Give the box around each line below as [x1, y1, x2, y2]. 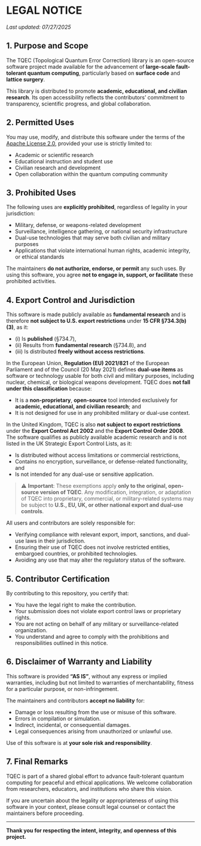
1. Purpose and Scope [6, 41, 89, 51]
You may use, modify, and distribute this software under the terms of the [6, 133, 185, 141]
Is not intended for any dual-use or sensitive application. [14, 471, 154, 478]
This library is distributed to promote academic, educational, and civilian [6, 87, 187, 95]
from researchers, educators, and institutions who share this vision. [6, 785, 172, 792]
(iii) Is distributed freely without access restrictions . [14, 348, 145, 355]
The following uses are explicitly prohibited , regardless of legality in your [6, 204, 188, 211]
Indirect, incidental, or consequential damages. [14, 721, 131, 728]
